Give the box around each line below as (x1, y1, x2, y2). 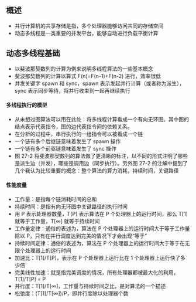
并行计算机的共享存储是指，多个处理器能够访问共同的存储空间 (14, 22, 164, 29)
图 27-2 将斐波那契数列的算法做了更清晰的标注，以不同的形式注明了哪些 (14, 152, 188, 160)
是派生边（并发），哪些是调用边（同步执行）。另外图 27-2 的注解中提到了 (14, 160, 188, 167)
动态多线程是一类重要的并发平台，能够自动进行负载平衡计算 (14, 29, 159, 36)
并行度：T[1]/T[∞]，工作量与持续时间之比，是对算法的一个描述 (14, 283, 166, 290)
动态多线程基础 (6, 49, 60, 59)
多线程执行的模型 (6, 101, 47, 108)
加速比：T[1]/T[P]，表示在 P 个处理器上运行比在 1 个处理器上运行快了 (14, 255, 181, 262)
